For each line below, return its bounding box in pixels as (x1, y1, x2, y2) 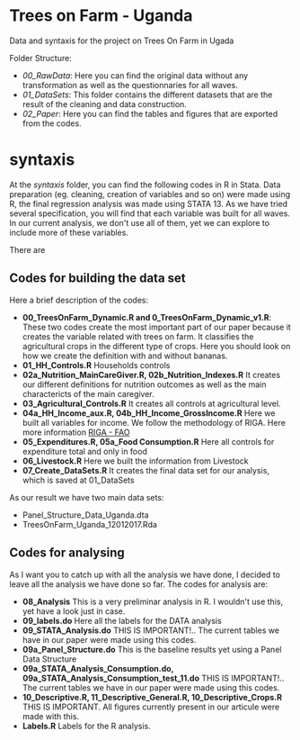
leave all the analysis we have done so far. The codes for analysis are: (9, 578, 268, 590)
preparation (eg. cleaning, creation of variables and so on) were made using (9, 188, 291, 199)
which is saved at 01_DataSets (22, 474, 135, 485)
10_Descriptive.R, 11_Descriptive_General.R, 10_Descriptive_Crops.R (22, 691, 283, 702)
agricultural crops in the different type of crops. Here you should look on (22, 340, 291, 351)
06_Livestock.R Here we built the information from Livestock (22, 456, 249, 466)
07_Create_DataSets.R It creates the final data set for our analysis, (22, 465, 269, 475)
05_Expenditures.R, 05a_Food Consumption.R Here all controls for (22, 436, 275, 447)
